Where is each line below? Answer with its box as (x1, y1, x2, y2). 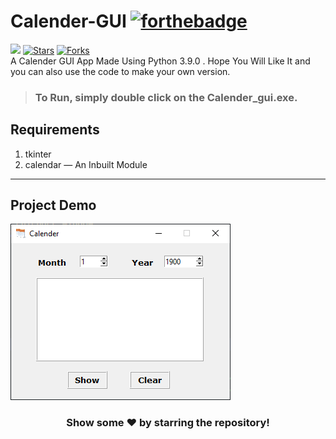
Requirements (10, 121, 100, 139)
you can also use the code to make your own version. (10, 65, 231, 77)
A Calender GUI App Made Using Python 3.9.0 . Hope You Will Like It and (10, 55, 311, 67)
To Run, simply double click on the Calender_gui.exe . (34, 90, 298, 104)
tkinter (24, 148, 52, 160)
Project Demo (10, 197, 97, 214)
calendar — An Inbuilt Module (24, 158, 148, 170)
